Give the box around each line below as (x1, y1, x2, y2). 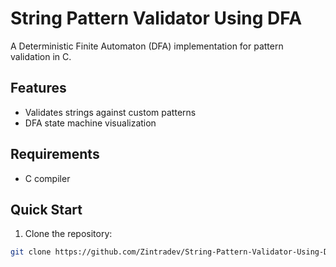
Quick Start (10, 201, 83, 218)
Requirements (10, 146, 100, 163)
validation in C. (10, 50, 72, 62)
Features (10, 80, 67, 97)
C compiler (24, 172, 71, 184)
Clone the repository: (24, 228, 113, 240)
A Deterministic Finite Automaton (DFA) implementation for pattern (10, 40, 284, 52)
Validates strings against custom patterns (24, 106, 197, 118)
